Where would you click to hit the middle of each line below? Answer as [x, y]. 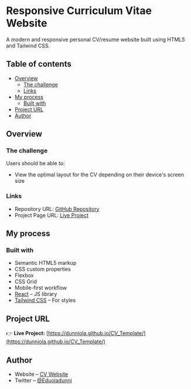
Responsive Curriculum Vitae [79, 11]
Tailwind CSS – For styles [45, 301]
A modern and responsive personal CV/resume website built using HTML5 [96, 39]
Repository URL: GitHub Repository [57, 209]
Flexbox [24, 275]
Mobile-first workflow [41, 288]
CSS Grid [25, 282]
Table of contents [39, 64]
